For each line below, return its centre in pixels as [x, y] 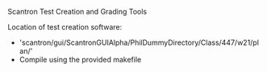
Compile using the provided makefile [80, 60]
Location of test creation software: [65, 27]
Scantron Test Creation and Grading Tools [77, 12]
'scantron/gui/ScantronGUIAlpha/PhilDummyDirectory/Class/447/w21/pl [139, 42]
